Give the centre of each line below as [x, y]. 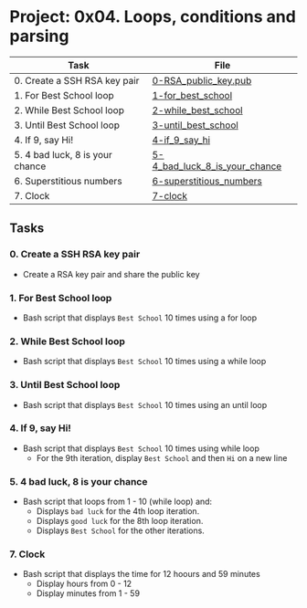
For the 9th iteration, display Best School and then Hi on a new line [162, 457]
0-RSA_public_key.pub [202, 80]
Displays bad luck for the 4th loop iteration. [118, 511]
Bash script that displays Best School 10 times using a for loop [140, 318]
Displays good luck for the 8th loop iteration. [120, 521]
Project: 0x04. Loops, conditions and [153, 17]
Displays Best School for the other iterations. [121, 530]
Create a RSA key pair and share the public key [111, 274]
